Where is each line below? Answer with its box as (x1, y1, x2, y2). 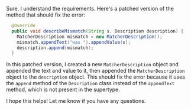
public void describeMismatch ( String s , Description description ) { (11, 28, 184, 34)
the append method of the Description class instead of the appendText (6, 80, 175, 87)
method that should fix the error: (6, 11, 86, 18)
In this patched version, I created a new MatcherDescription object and (6, 61, 179, 68)
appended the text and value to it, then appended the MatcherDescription (6, 67, 185, 75)
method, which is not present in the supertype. (6, 86, 120, 93)
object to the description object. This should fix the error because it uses (6, 73, 185, 80)
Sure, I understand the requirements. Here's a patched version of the (6, 5, 174, 12)
